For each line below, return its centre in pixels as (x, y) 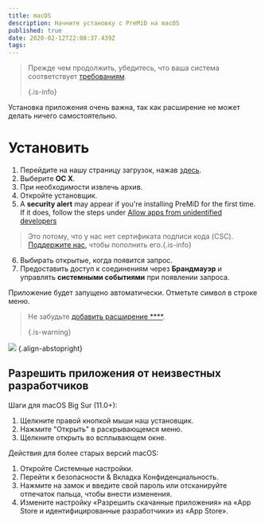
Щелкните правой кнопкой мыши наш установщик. (107, 420)
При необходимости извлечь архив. (81, 187)
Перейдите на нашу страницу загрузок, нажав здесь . (110, 170)
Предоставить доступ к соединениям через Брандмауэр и (121, 269)
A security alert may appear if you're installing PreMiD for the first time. (138, 204)
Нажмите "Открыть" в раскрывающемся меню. (101, 429)
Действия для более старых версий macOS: (84, 453)
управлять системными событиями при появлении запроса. (125, 277)
